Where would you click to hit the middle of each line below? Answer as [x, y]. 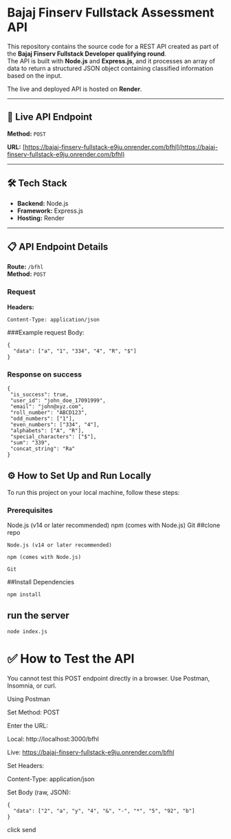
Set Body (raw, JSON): [39, 792]
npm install [24, 595]
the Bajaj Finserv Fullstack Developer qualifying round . [87, 54]
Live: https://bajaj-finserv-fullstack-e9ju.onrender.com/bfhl [91, 752]
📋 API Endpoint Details [58, 247]
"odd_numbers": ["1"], [43, 418]
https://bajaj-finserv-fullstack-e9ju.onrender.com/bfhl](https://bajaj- [121, 147]
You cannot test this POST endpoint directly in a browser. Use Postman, [109, 678]
